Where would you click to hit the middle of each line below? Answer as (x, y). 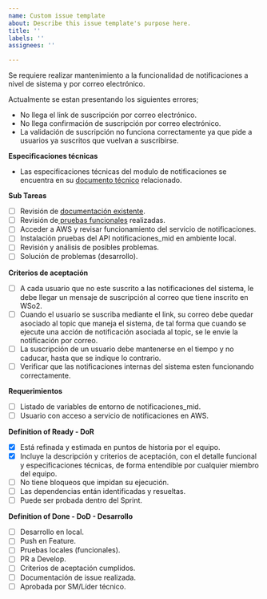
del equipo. (38, 474)
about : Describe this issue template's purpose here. (100, 23)
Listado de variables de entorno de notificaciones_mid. (110, 407)
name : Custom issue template (57, 16)
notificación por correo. (59, 340)
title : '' (25, 30)
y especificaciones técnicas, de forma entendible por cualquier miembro (139, 465)
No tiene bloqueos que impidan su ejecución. (94, 482)
